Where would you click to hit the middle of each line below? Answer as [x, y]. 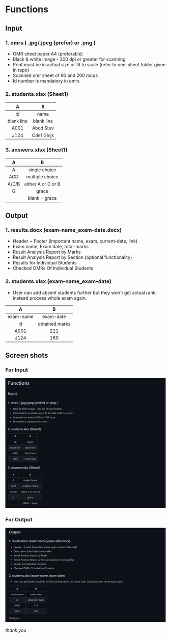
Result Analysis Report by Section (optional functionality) [72, 257]
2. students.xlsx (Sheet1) [37, 94]
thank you [16, 630]
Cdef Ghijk [43, 135]
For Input [17, 370]
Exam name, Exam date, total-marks [51, 247]
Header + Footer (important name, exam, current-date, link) [75, 241]
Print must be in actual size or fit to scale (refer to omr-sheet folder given [89, 64]
